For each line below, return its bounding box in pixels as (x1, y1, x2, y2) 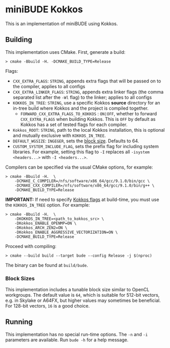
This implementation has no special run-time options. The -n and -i (5, 331, 148, 337)
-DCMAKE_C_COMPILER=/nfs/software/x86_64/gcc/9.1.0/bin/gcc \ (14, 178, 150, 183)
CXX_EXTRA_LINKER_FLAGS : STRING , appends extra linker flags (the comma (12, 89, 164, 95)
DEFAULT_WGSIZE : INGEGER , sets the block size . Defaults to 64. (12, 137, 139, 144)
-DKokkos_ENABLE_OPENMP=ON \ (14, 220, 77, 226)
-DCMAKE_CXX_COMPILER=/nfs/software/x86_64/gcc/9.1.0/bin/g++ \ (14, 183, 155, 188)
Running (5, 318, 33, 326)
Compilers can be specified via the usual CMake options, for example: (5, 164, 154, 170)
